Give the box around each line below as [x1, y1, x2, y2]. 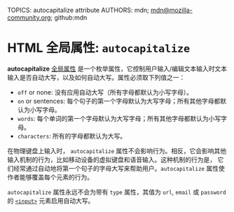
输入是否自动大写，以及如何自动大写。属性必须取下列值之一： [7, 73, 186, 81]
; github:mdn [50, 13, 88, 22]
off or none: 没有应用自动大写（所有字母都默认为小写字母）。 [17, 87, 193, 97]
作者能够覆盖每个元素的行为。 [7, 173, 93, 181]
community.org [7, 13, 51, 22]
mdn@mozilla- [150, 6, 193, 14]
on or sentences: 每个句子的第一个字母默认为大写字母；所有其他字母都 [17, 97, 221, 105]
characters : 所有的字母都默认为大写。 [17, 132, 127, 140]
